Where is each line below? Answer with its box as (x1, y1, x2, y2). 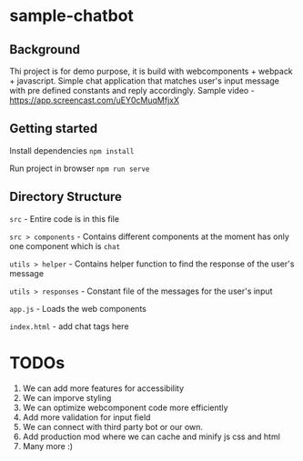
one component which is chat (9, 240, 121, 251)
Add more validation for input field (22, 411, 151, 423)
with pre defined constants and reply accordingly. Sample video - (9, 85, 255, 95)
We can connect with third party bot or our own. (22, 421, 203, 432)
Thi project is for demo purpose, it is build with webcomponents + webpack (9, 65, 293, 76)
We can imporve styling (22, 392, 112, 403)
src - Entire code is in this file (9, 213, 120, 224)
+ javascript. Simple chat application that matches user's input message (9, 75, 279, 86)
